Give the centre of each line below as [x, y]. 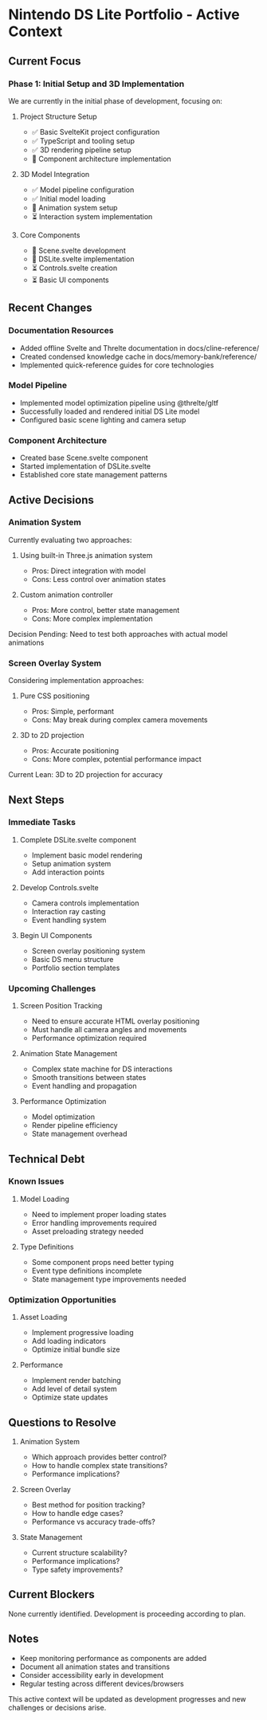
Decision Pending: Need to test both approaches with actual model [118, 634]
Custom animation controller [66, 595]
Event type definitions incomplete [86, 1270]
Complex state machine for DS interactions [102, 1069]
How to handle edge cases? [77, 1513]
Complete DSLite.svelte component [78, 839]
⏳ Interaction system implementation [92, 216]
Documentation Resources [61, 331]
